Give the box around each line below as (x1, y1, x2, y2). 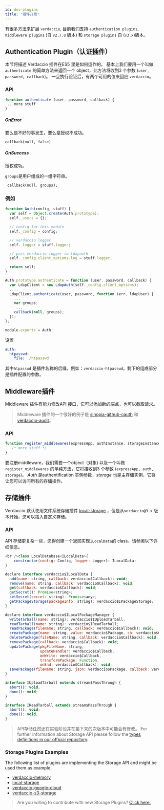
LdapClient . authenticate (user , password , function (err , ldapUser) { (9, 291, 154, 296)
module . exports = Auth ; (5, 328, 54, 332)
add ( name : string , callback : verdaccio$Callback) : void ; (9, 576, 128, 581)
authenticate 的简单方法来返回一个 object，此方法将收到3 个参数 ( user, (5, 67, 150, 73)
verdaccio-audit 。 (17, 417, 54, 423)
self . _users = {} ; (9, 216, 47, 220)
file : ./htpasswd (14, 356, 49, 361)
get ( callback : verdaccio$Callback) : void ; (9, 585, 97, 591)
